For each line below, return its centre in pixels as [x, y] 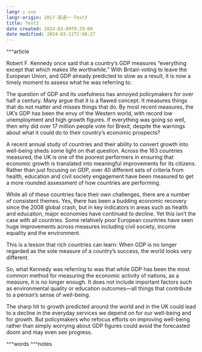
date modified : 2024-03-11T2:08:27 [51, 34]
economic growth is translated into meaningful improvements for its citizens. [101, 164]
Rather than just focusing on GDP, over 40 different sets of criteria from [95, 170]
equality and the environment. [43, 233]
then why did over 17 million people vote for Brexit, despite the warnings [96, 126]
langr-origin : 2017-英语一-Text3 [47, 18]
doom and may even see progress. [49, 332]
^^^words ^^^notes [29, 344]
